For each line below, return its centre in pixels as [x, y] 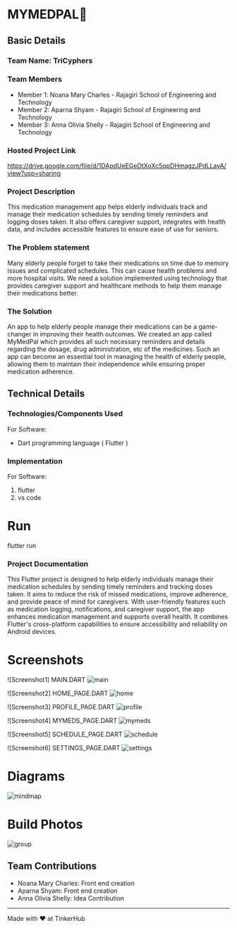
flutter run [22, 545]
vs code [29, 497]
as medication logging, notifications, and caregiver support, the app [106, 609]
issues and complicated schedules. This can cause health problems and [112, 270]
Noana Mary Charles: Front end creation [76, 883]
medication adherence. [41, 371]
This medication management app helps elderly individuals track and [108, 207]
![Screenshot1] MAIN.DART [47, 680]
